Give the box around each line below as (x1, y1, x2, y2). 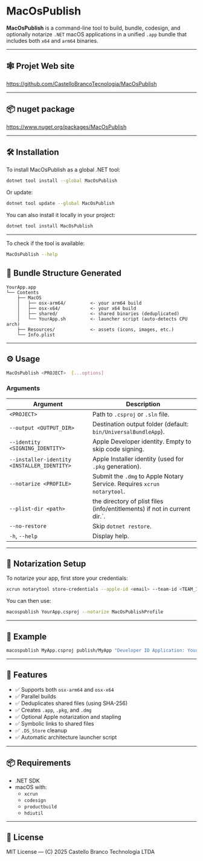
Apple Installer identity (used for (92, 455, 184, 463)
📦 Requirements (6, 758, 71, 768)
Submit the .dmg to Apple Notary (92, 472, 184, 480)
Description (126, 400, 161, 408)
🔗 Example (6, 631, 47, 642)
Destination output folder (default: (92, 420, 189, 428)
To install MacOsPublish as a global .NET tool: (6, 166, 121, 174)
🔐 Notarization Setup (6, 559, 86, 569)
